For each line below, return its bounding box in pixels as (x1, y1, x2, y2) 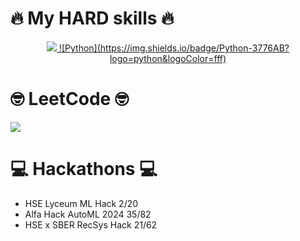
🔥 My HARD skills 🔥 (10, 7, 175, 30)
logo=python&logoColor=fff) (109, 52, 227, 64)
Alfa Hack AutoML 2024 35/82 (24, 208, 152, 220)
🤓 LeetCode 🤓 (10, 88, 129, 111)
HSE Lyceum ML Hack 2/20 (24, 197, 139, 209)
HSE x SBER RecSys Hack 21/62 (24, 218, 158, 231)
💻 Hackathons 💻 (10, 158, 158, 181)
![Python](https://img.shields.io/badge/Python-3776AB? (58, 42, 290, 54)
